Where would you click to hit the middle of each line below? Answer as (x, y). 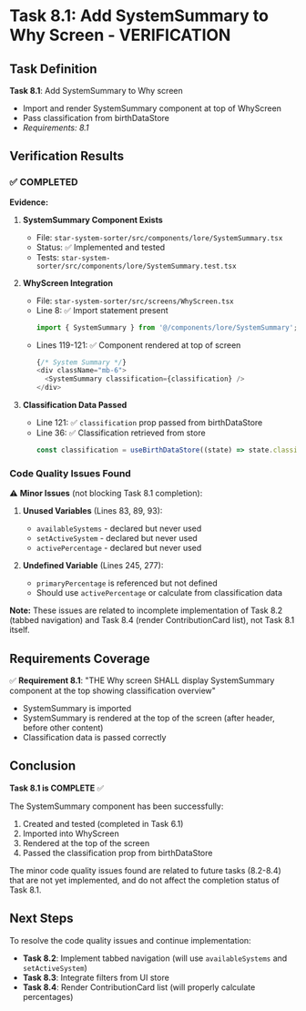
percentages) (48, 996)
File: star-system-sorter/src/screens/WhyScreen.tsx (135, 301)
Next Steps (41, 919)
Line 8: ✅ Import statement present (102, 310)
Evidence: (29, 202)
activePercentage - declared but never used (119, 548)
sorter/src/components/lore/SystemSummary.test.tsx (136, 266)
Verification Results (67, 156)
